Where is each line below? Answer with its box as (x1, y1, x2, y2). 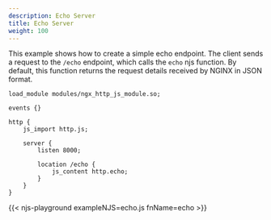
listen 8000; (37, 147, 82, 155)
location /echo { (37, 160, 95, 169)
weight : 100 (8, 27, 49, 35)
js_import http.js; (23, 126, 89, 134)
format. (8, 74, 33, 85)
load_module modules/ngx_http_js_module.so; (8, 90, 161, 98)
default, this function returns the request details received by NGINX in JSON (8, 66, 263, 76)
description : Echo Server (8, 11, 95, 20)
